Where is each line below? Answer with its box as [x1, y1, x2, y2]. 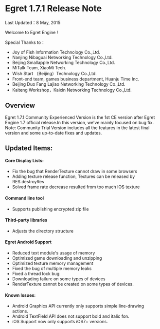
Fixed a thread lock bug [12, 271, 60, 276]
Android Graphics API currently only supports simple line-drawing [12, 303, 144, 309]
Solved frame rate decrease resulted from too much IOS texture [12, 184, 140, 190]
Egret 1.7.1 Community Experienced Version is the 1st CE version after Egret [5, 114, 155, 120]
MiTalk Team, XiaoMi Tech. [12, 64, 67, 71]
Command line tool [5, 195, 44, 201]
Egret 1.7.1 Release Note [5, 3, 102, 14]
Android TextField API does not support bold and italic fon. [12, 313, 130, 319]
